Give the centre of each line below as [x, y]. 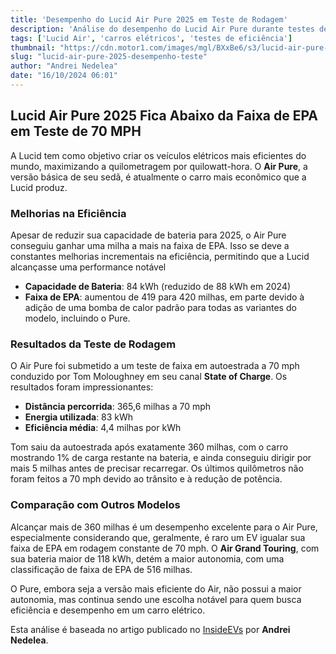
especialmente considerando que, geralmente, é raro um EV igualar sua [158, 537]
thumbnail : [33, 47]
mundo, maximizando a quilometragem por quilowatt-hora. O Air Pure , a [159, 166]
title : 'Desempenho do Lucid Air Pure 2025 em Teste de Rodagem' [149, 19]
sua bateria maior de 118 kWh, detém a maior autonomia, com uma [147, 558]
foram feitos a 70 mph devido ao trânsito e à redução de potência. [146, 479]
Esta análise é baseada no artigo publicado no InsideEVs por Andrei [150, 629]
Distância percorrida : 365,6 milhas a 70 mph [118, 407]
